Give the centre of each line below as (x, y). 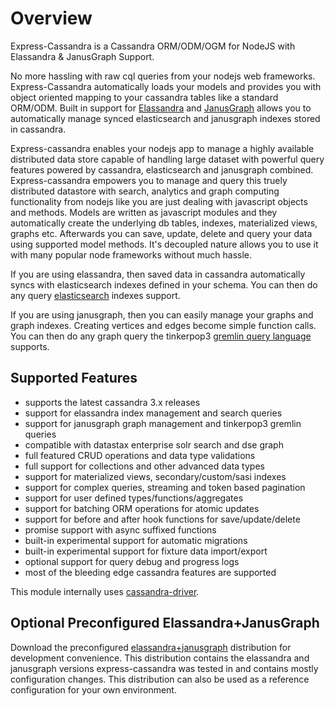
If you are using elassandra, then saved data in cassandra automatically (158, 274)
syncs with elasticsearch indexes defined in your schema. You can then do (164, 284)
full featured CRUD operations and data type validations (140, 455)
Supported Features (74, 378)
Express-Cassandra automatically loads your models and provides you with (166, 86)
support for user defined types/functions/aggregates (134, 498)
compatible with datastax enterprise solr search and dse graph (154, 444)
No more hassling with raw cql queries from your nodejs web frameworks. (163, 76)
